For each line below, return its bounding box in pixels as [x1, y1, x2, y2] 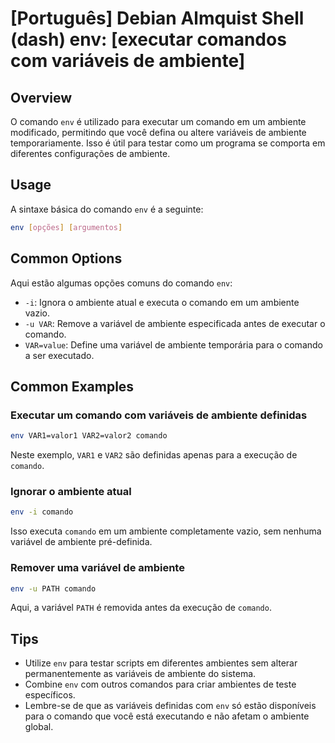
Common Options [10, 250, 123, 267]
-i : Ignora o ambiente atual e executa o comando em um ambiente [24, 296, 300, 308]
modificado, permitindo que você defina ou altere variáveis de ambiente [10, 127, 307, 138]
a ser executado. [24, 349, 95, 361]
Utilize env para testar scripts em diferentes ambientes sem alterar [24, 657, 298, 669]
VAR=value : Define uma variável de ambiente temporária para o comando [24, 338, 323, 351]
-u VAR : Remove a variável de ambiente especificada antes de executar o [24, 317, 326, 329]
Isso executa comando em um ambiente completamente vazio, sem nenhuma [10, 525, 322, 537]
